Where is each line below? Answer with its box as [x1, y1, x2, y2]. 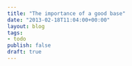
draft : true [7, 49, 42, 56]
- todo [7, 36, 26, 43]
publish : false [7, 42, 51, 49]
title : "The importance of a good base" [7, 10, 126, 17]
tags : [7, 29, 23, 36]
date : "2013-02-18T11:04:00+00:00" [7, 16, 110, 23]
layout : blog [7, 23, 45, 30]
